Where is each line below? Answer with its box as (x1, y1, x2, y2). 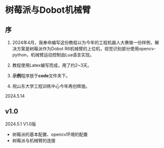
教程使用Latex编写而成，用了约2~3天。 (12, 62, 92, 68)
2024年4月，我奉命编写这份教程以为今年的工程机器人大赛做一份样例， (12, 40, 155, 45)
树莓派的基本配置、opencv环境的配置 (12, 131, 88, 137)
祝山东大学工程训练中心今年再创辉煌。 (12, 83, 90, 89)
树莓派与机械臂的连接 (12, 137, 55, 143)
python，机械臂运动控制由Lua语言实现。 (12, 52, 94, 58)
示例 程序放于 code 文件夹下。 (12, 73, 70, 79)
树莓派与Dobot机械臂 (5, 4, 91, 16)
